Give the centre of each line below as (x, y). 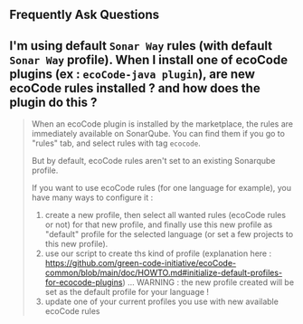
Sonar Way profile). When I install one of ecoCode (148, 59)
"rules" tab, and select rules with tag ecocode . (116, 143)
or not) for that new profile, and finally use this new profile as (159, 224)
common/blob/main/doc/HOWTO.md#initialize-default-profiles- (164, 273)
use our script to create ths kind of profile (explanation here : (158, 253)
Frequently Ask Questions (85, 15)
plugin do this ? (53, 102)
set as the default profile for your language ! (127, 292)
